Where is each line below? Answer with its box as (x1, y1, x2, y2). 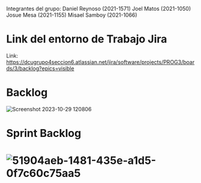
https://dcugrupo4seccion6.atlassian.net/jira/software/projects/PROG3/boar (6, 58, 195, 65)
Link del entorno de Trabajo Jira (6, 32, 167, 46)
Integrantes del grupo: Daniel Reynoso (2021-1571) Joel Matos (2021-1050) (6, 5, 191, 12)
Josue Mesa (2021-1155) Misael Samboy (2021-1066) (6, 11, 137, 19)
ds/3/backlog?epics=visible (6, 65, 74, 72)
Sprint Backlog (6, 127, 82, 140)
